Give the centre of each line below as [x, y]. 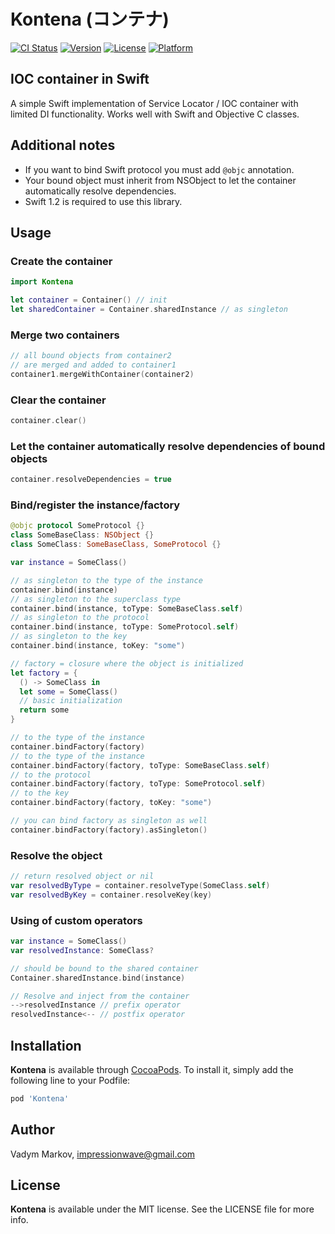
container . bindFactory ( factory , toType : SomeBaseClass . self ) [140, 765]
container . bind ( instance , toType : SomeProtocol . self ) [125, 627]
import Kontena [42, 282]
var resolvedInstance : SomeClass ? [82, 950]
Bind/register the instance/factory [95, 505]
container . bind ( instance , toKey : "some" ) [98, 646]
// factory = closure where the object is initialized [127, 663]
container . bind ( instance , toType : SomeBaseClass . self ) [127, 608]
